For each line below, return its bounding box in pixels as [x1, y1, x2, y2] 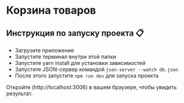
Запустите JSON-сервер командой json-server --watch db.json [14, 66, 179, 73]
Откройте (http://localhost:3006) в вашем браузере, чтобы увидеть [6, 84, 177, 90]
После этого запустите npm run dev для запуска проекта [14, 72, 159, 79]
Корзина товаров [6, 4, 97, 17]
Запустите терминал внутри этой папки [14, 53, 116, 60]
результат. [6, 90, 33, 97]
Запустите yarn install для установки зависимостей [14, 60, 146, 66]
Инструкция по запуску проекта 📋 [6, 28, 145, 38]
